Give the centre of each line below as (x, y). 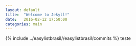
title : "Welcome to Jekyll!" (38, 15)
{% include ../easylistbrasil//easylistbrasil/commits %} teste (68, 38)
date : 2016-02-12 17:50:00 (36, 19)
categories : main (24, 24)
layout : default (22, 10)
